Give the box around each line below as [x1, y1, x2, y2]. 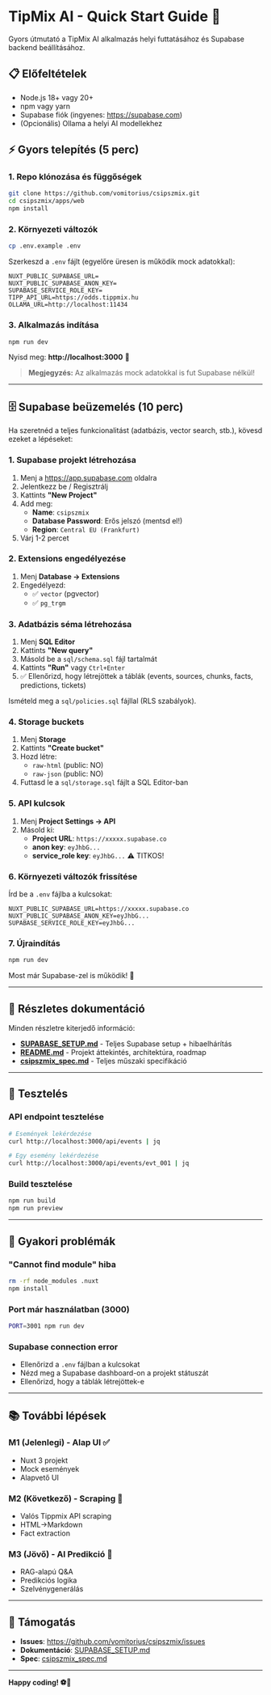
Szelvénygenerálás [19, 1584, 84, 1594]
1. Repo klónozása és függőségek [8, 172, 143, 183]
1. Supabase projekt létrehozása [8, 455, 137, 466]
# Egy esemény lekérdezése [8, 1152, 99, 1160]
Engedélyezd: [19, 580, 66, 590]
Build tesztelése [8, 1179, 73, 1190]
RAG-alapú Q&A [19, 1567, 74, 1577]
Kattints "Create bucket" [19, 744, 105, 753]
